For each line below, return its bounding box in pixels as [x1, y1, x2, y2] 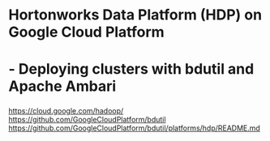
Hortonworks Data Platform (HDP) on [8, 6, 262, 24]
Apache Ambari [8, 77, 117, 96]
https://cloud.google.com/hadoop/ [8, 106, 124, 116]
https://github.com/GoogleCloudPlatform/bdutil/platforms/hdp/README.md [8, 123, 261, 133]
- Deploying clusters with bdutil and [8, 60, 255, 79]
